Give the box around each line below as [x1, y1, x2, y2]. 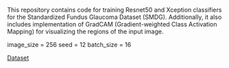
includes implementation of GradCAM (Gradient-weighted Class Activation [7, 20, 217, 28]
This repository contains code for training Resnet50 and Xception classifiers [7, 6, 222, 14]
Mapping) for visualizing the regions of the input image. [7, 27, 164, 35]
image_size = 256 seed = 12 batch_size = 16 [7, 41, 132, 48]
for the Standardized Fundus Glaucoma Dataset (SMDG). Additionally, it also [7, 13, 222, 21]
